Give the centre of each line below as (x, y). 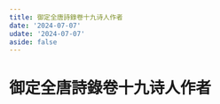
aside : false (33, 42)
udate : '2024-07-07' (47, 33)
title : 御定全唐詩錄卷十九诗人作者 (66, 17)
